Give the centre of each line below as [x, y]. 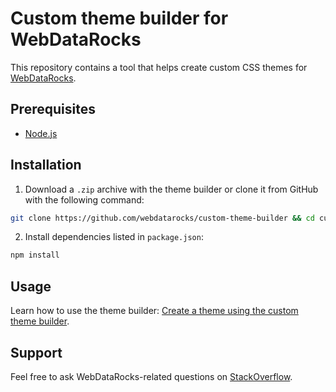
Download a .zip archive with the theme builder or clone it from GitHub [171, 189]
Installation [46, 165]
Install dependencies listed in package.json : [114, 237]
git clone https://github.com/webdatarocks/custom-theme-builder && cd [162, 218]
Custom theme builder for [119, 18]
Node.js [41, 133]
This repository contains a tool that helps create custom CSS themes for [159, 67]
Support [36, 352]
